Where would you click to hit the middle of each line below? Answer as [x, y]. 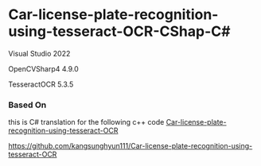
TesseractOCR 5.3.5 [41, 84]
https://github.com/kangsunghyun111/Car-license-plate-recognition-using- [130, 146]
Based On [27, 105]
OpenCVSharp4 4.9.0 [44, 68]
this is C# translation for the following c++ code [86, 122]
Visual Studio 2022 [39, 53]
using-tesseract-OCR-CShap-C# [119, 31]
